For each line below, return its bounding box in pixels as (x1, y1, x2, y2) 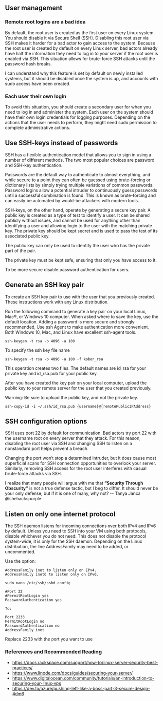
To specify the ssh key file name (5, 347, 70, 353)
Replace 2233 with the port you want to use (5, 636, 93, 642)
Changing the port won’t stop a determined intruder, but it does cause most (5, 455, 157, 461)
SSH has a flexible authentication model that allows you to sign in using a (5, 151, 152, 158)
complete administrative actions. (5, 125, 71, 130)
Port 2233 (5, 615, 25, 620)
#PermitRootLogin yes (5, 594, 49, 598)
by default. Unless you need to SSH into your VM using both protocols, (5, 528, 147, 534)
